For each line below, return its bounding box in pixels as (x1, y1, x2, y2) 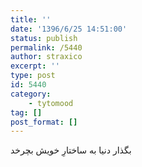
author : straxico (10, 52, 83, 62)
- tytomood (28, 98, 74, 108)
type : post (10, 71, 56, 81)
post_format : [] (10, 117, 78, 127)
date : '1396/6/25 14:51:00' (10, 24, 128, 34)
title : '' (10, 14, 52, 25)
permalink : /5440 (10, 42, 83, 53)
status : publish (10, 33, 78, 43)
